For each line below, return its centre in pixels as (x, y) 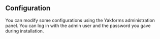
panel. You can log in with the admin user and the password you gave (78, 25)
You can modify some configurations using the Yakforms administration (80, 20)
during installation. (25, 31)
